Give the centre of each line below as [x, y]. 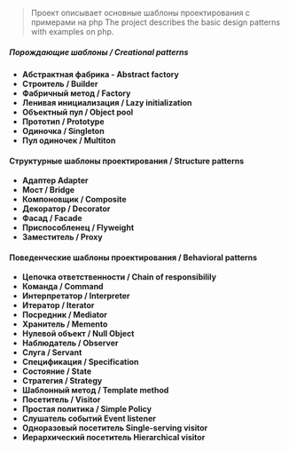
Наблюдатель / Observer [70, 343]
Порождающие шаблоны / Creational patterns [99, 51]
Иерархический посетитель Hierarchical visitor [113, 438]
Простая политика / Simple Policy [87, 409]
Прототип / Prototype [63, 121]
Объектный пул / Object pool [78, 112]
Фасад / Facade [52, 218]
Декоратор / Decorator [66, 209]
